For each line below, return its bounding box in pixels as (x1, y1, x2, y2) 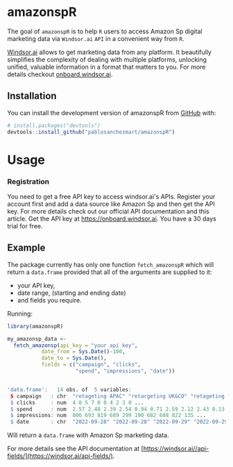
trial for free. (7, 221, 43, 230)
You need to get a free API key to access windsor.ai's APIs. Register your (7, 192, 216, 201)
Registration (7, 176, 50, 186)
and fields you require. (17, 296, 82, 304)
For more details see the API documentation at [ (7, 445, 144, 453)
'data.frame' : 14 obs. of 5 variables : (7, 386, 132, 393)
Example (7, 242, 46, 254)
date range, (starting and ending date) (17, 289, 126, 297)
